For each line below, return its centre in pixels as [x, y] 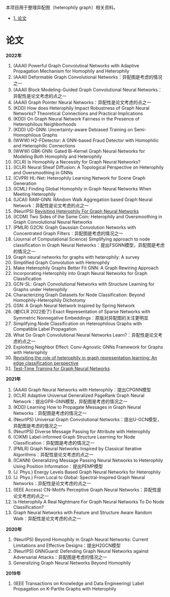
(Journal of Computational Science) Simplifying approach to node [82, 239]
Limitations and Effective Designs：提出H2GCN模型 [67, 545]
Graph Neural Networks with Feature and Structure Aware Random [82, 512]
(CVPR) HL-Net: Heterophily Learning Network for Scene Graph [79, 178]
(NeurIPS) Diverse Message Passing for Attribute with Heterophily [82, 431]
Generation [25, 183]
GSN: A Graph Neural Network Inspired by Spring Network [74, 305]
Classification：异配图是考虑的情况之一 [54, 443]
